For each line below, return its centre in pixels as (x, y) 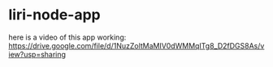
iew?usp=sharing (37, 54)
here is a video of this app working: (67, 37)
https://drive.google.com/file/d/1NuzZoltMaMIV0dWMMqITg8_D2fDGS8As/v (136, 45)
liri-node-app (54, 15)
